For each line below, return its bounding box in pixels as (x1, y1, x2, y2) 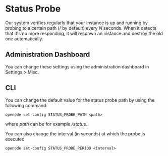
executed (5, 136, 25, 142)
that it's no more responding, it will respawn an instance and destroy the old (5, 30, 163, 36)
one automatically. (5, 36, 43, 42)
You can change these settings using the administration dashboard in (5, 63, 149, 69)
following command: (5, 102, 48, 108)
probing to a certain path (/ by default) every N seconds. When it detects (5, 25, 156, 31)
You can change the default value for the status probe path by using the (5, 97, 155, 103)
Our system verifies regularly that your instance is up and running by (5, 20, 148, 26)
